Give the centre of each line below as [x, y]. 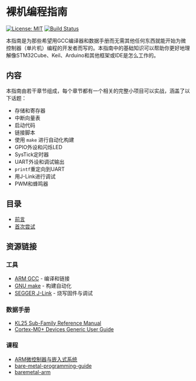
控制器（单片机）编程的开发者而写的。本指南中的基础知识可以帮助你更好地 [95, 48]
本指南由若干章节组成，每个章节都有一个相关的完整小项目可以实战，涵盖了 [95, 91]
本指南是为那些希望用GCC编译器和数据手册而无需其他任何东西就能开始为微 [96, 40]
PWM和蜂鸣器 [31, 183]
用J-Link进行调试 [35, 176]
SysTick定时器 [32, 154]
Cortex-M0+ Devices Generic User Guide [64, 329]
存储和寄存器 [30, 110]
